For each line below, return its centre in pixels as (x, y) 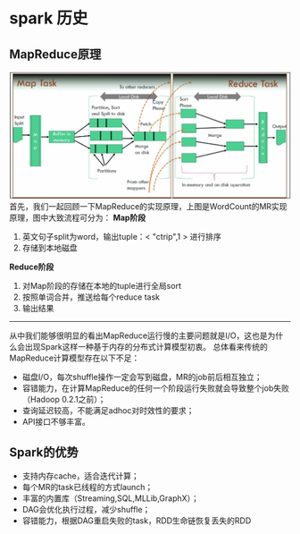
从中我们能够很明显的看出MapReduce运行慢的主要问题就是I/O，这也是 (138, 335)
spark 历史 (49, 18)
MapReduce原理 (55, 54)
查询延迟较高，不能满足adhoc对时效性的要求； (108, 410)
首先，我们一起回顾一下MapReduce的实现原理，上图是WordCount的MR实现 (148, 206)
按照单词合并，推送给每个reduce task (91, 297)
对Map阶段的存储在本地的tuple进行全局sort (101, 285)
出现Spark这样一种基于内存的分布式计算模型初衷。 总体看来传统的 (146, 346)
